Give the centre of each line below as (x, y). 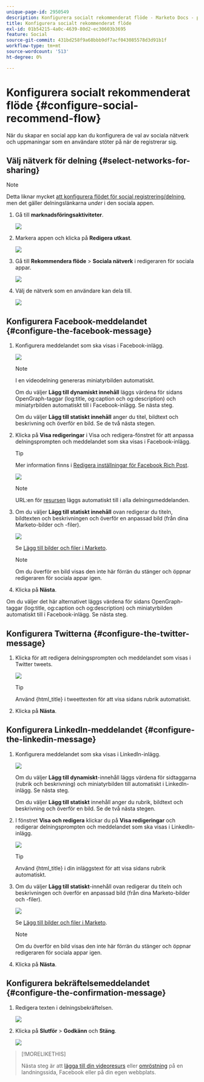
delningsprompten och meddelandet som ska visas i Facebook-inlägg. (103, 442)
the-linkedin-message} (51, 739)
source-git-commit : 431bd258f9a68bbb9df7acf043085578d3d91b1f (87, 40)
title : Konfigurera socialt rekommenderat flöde (69, 23)
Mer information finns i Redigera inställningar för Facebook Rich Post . (102, 465)
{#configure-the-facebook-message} (79, 331)
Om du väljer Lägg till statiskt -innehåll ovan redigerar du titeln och (98, 886)
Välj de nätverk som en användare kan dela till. (73, 291)
